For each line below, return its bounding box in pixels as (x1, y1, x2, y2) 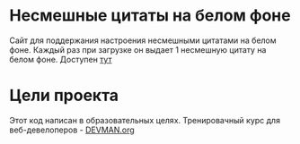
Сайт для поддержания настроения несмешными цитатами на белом (9, 35, 277, 46)
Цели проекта (9, 86, 119, 106)
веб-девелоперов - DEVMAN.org (9, 124, 135, 135)
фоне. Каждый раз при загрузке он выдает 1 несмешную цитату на (9, 44, 267, 55)
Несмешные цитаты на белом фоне (9, 5, 291, 26)
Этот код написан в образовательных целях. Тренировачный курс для (9, 114, 281, 125)
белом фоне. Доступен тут (9, 54, 112, 64)
